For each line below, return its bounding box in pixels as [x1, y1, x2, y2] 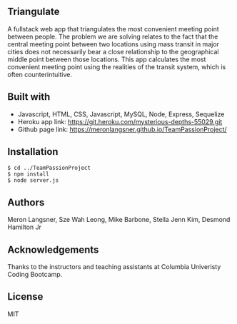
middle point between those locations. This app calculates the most [7, 55, 206, 64]
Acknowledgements [7, 243, 99, 255]
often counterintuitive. [7, 70, 73, 79]
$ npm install [7, 171, 50, 178]
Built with [7, 91, 51, 103]
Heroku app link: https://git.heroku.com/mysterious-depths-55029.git [17, 117, 223, 126]
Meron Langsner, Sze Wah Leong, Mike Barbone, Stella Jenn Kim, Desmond [7, 216, 231, 224]
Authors [7, 196, 45, 208]
